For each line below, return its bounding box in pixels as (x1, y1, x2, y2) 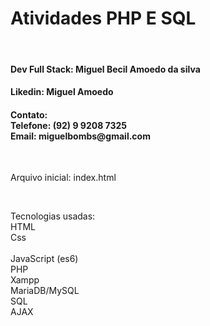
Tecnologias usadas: (10, 210, 96, 222)
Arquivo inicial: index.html (10, 172, 117, 184)
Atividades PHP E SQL (10, 7, 197, 30)
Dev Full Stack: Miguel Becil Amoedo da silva (10, 63, 201, 75)
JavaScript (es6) (10, 253, 79, 265)
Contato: (10, 108, 48, 121)
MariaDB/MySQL (10, 285, 80, 297)
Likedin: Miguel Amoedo (10, 86, 114, 98)
